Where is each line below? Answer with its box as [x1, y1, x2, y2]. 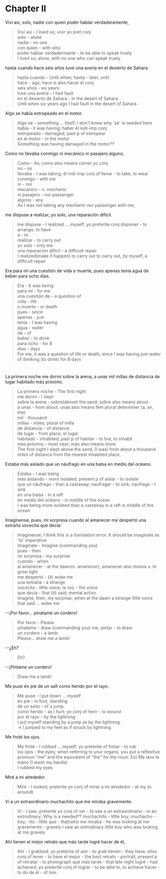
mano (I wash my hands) [17, 759, 68, 765]
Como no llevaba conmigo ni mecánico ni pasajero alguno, [5, 150, 124, 156]
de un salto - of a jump [17, 703, 64, 709]
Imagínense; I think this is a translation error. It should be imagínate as [17, 532, 160, 538]
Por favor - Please [17, 620, 54, 626]
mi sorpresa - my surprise [17, 553, 70, 559]
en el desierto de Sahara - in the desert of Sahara [17, 95, 119, 101]
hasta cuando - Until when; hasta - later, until [17, 74, 110, 80]
